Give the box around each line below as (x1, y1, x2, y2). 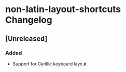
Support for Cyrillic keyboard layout (12, 60, 87, 66)
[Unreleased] (5, 34, 48, 43)
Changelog (5, 14, 52, 26)
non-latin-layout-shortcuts (5, 4, 121, 15)
